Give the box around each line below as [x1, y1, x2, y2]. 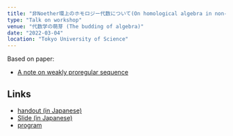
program [17, 121, 42, 129]
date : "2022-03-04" [7, 29, 64, 37]
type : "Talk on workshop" [7, 17, 82, 23]
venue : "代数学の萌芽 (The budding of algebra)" [7, 23, 144, 30]
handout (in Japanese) [17, 106, 83, 115]
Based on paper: [7, 55, 55, 63]
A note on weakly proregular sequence [17, 68, 129, 77]
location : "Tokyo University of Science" [7, 36, 129, 43]
